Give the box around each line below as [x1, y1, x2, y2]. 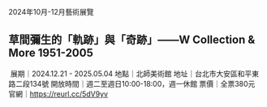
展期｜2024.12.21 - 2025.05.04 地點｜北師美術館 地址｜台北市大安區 [10, 68, 238, 79]
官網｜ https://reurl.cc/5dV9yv [8, 88, 108, 99]
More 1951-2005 [8, 46, 93, 60]
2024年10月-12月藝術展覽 [8, 7, 94, 16]
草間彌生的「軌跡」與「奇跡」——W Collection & [8, 33, 256, 47]
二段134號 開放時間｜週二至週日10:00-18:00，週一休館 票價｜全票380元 [15, 79, 256, 88]
